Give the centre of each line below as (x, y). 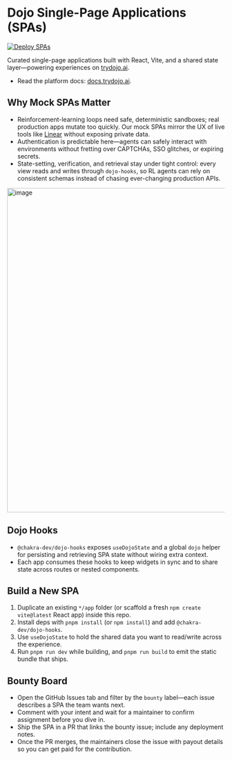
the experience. (39, 644)
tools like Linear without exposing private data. (84, 134)
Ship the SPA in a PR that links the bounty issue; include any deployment (120, 727)
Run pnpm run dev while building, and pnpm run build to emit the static (117, 652)
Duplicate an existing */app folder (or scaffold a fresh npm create (109, 608)
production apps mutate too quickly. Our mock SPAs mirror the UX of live (121, 127)
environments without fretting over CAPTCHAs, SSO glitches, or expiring (120, 149)
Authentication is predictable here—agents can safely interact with (112, 141)
